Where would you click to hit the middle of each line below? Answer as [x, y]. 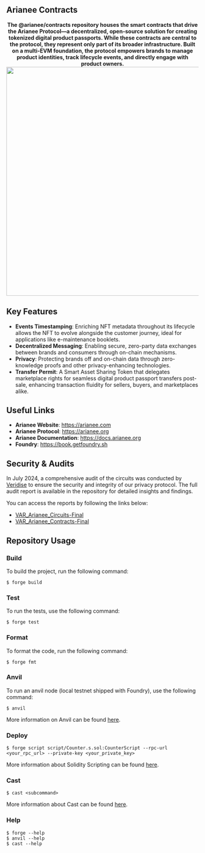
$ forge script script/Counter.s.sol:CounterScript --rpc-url [87, 748]
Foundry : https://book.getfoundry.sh [61, 444]
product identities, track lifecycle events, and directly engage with [103, 57]
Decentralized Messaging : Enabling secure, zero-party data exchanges [106, 346]
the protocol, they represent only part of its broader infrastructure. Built [103, 44]
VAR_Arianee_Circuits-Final [49, 515]
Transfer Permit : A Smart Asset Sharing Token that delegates [92, 372]
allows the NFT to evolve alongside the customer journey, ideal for [98, 333]
